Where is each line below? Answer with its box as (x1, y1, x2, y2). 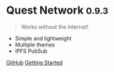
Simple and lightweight (14, 35, 72, 42)
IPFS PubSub (14, 47, 48, 54)
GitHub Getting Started (6, 59, 63, 66)
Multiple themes (14, 41, 55, 48)
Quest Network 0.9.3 (6, 4, 109, 17)
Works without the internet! (20, 23, 89, 30)
